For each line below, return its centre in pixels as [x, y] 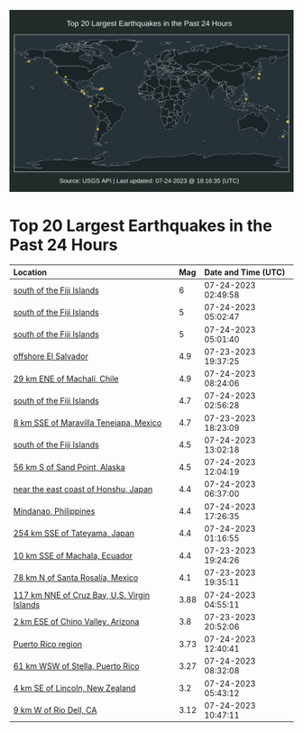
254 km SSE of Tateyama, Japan [74, 534]
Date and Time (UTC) [245, 272]
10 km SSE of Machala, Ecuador [73, 555]
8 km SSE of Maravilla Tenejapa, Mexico [87, 423]
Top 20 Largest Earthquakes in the [141, 225]
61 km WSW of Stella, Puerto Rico [76, 666]
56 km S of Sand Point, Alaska [69, 467]
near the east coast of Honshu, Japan [83, 489]
